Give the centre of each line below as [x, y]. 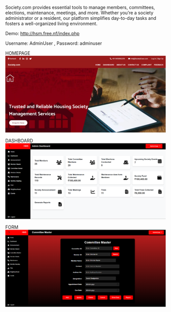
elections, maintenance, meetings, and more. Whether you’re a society [79, 13]
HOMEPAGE [18, 53]
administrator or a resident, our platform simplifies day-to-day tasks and [81, 18]
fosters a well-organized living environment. [51, 23]
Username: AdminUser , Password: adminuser [54, 43]
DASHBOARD [19, 140]
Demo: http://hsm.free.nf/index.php [42, 33]
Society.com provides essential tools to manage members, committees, [80, 7]
